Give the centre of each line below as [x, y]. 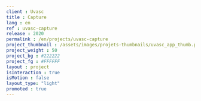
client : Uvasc [25, 12]
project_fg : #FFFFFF [33, 61]
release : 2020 [25, 34]
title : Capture [26, 17]
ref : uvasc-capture [32, 28]
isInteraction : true [33, 72]
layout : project [28, 67]
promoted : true [26, 89]
